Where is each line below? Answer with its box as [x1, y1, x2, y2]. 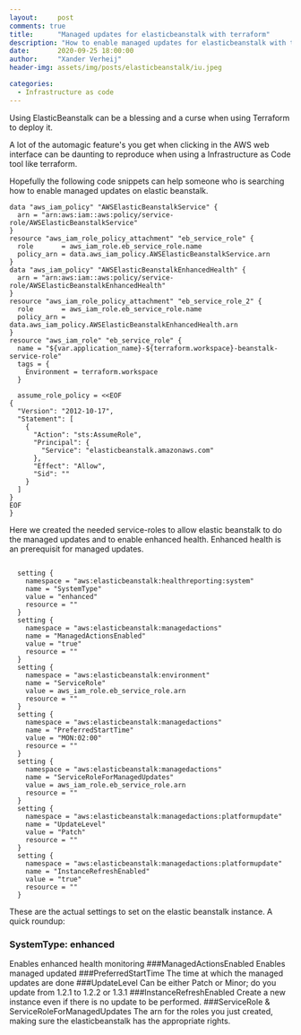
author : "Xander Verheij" [9, 55, 123, 64]
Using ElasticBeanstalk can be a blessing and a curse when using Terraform [9, 112, 290, 123]
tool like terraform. [9, 158, 78, 169]
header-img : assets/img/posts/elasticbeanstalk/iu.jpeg [9, 64, 222, 73]
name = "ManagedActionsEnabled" [25, 631, 146, 640]
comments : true [9, 22, 66, 30]
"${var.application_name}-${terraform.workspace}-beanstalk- [45, 344, 279, 352]
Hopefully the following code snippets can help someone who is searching [9, 176, 285, 187]
